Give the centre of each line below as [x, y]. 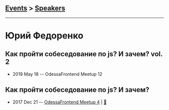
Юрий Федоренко [45, 36]
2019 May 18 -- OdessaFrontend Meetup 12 [57, 74]
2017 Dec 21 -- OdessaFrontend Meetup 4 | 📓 [60, 102]
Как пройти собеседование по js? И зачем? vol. [84, 54]
